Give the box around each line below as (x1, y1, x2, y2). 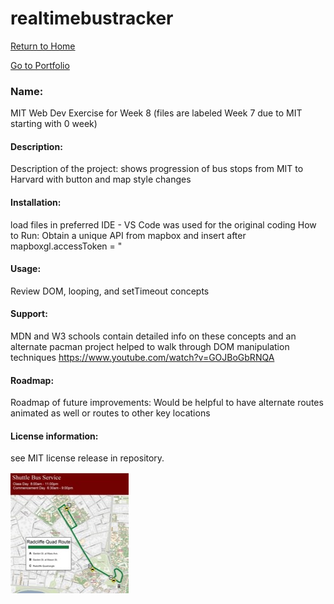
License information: (10, 430, 99, 442)
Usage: (10, 263, 42, 275)
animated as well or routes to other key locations (10, 407, 211, 419)
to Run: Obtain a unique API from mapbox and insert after (10, 229, 247, 241)
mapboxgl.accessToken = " (10, 240, 123, 252)
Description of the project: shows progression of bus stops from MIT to (10, 163, 304, 175)
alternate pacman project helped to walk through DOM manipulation (10, 341, 290, 353)
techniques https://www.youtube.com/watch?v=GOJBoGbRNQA (10, 352, 275, 364)
